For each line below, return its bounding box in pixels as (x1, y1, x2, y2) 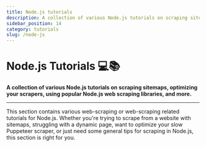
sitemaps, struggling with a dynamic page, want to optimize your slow (6, 121, 183, 129)
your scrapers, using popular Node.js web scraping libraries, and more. (6, 90, 192, 98)
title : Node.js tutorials (6, 9, 72, 15)
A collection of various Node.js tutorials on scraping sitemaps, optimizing (6, 84, 198, 91)
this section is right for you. (6, 134, 75, 141)
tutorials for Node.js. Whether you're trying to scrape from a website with (6, 115, 191, 122)
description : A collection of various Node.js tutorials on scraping (6, 15, 188, 21)
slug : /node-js (6, 32, 45, 38)
